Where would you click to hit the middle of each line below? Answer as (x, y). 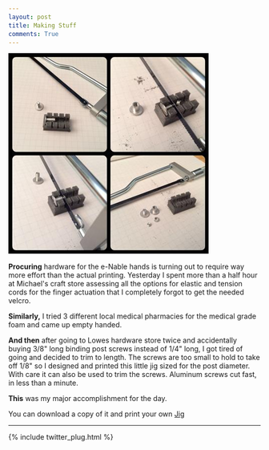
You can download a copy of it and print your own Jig (96, 414)
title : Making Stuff (43, 25)
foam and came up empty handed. (65, 325)
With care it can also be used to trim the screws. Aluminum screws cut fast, (133, 375)
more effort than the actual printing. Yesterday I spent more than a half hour (133, 275)
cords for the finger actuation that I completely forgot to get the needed (126, 292)
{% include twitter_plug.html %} (61, 437)
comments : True (34, 34)
